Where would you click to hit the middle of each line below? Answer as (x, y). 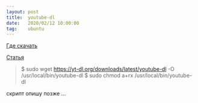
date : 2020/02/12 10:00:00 (43, 23)
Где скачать (22, 46)
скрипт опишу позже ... (36, 93)
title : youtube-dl (31, 17)
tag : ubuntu (25, 29)
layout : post (23, 12)
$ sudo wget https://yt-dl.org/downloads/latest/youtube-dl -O (97, 69)
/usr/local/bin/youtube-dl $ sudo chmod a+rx (77, 75)
